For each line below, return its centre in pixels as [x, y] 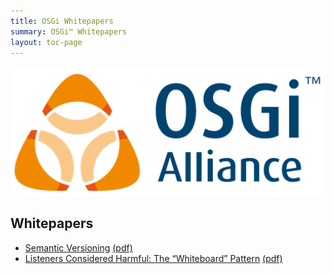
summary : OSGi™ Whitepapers [69, 31]
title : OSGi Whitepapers [62, 21]
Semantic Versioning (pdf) [78, 247]
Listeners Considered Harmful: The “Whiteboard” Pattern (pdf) [153, 258]
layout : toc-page [46, 42]
